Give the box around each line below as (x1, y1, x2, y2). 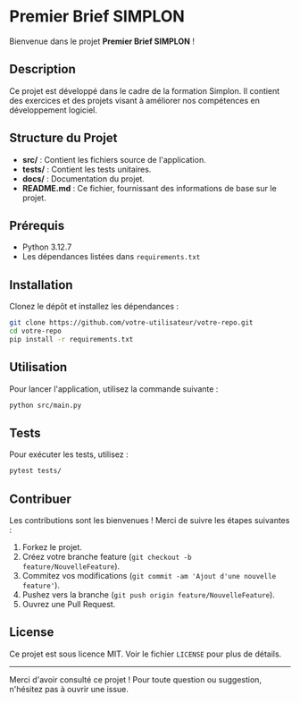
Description (9, 62, 76, 77)
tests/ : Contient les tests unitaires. (21, 164, 152, 174)
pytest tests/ (9, 467, 62, 476)
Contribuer (9, 491, 71, 506)
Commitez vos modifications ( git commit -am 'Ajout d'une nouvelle (21, 571, 277, 580)
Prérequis (9, 217, 65, 233)
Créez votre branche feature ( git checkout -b (21, 552, 192, 562)
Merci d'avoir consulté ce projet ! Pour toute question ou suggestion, (9, 673, 262, 685)
